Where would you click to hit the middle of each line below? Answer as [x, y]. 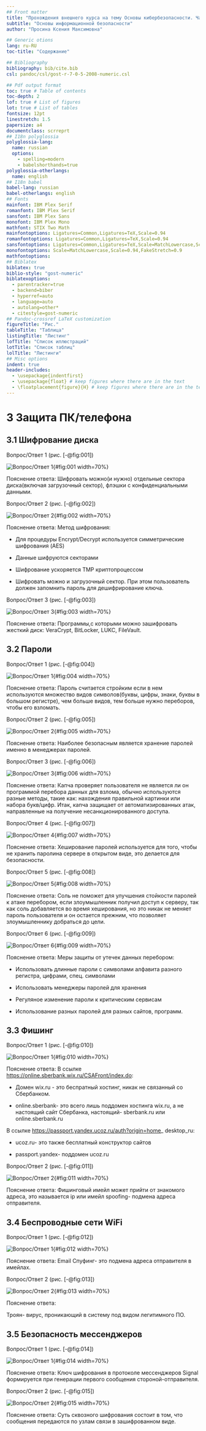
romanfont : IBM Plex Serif [41, 210]
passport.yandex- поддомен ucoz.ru [62, 1154]
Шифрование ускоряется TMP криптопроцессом [79, 569]
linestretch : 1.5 [29, 119]
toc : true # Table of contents [46, 91]
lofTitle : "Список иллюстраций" [48, 342]
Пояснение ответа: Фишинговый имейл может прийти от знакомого [96, 1190]
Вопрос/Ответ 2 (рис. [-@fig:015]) [51, 1391]
